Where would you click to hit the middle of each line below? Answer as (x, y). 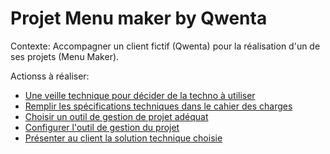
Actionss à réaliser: (50, 76)
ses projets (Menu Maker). (65, 56)
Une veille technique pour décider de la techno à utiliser (140, 95)
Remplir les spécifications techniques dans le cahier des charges (158, 106)
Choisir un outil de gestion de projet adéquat (116, 116)
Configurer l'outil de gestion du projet (102, 127)
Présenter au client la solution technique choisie (123, 138)
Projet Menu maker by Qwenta (139, 18)
